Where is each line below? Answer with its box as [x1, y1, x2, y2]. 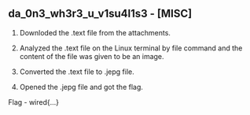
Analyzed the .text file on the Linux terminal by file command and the [19, 43, 243, 53]
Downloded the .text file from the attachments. [19, 28, 171, 37]
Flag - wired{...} [8, 97, 60, 106]
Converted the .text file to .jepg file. [19, 67, 135, 76]
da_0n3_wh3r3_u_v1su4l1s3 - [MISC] [8, 7, 193, 20]
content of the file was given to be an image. [19, 51, 164, 61]
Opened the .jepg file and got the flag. [19, 82, 144, 91]
